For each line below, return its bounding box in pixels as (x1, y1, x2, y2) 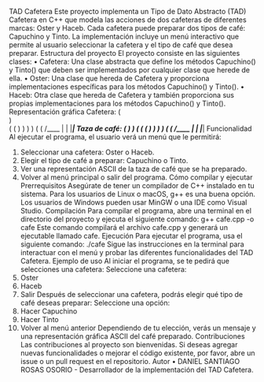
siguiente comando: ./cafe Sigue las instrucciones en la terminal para (20, 239, 244, 249)
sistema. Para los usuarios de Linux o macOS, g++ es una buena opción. (20, 189, 256, 198)
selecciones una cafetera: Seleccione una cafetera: (20, 265, 187, 274)
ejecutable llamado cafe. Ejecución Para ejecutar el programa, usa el (20, 232, 243, 240)
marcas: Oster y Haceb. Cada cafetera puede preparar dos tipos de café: (9, 24, 246, 32)
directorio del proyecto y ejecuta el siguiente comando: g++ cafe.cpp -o (20, 214, 255, 224)
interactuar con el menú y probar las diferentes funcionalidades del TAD (20, 248, 254, 257)
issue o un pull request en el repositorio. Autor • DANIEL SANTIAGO (20, 357, 240, 365)
